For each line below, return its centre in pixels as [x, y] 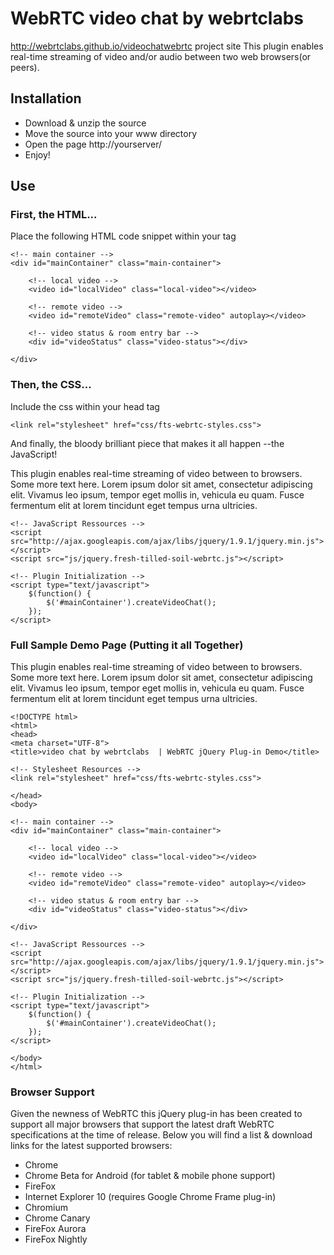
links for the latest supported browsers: [91, 1146]
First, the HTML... [54, 215]
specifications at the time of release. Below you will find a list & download [161, 1135]
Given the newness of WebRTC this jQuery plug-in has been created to [156, 1114]
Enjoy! [37, 154]
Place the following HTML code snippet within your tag [123, 236]
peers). [25, 67]
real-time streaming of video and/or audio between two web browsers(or [161, 56]
